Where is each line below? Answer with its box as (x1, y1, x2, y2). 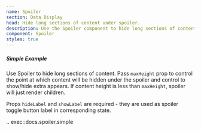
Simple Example (6, 55, 47, 62)
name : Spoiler (6, 8, 42, 15)
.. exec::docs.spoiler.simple (6, 118, 74, 125)
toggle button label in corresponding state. (6, 107, 111, 114)
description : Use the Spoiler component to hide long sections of (6, 25, 175, 32)
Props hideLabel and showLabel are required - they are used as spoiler (6, 100, 178, 107)
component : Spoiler (6, 31, 55, 37)
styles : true (6, 36, 39, 42)
